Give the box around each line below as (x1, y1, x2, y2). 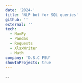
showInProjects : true (5, 60, 51, 65)
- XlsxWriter (10, 46, 38, 51)
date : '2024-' (5, 7, 36, 13)
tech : (5, 27, 17, 32)
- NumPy (10, 31, 26, 36)
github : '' (5, 17, 29, 22)
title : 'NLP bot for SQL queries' (5, 12, 79, 17)
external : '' (5, 22, 33, 27)
